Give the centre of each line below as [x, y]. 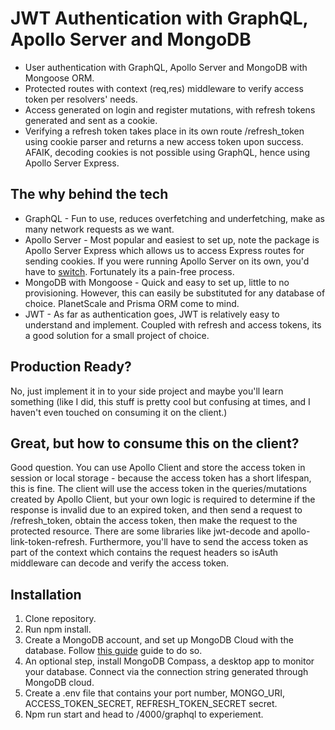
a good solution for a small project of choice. [117, 335]
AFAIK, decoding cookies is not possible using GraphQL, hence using [167, 152]
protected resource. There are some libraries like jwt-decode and [145, 531]
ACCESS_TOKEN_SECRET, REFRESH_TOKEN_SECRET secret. [151, 704]
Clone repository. [60, 619]
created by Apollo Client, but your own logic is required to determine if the [163, 499]
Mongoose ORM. [59, 78]
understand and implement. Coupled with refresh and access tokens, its [173, 324]
